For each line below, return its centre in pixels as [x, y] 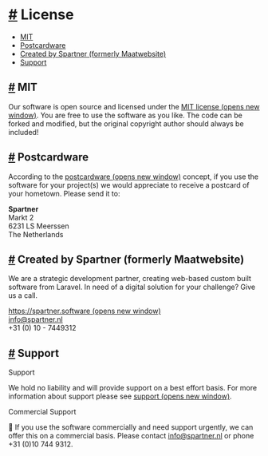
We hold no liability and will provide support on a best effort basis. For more [133, 388]
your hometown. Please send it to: [64, 193]
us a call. [23, 295]
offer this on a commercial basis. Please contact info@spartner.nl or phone [131, 436]
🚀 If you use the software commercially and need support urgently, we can [131, 427]
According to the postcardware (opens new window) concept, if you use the [134, 176]
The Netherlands [36, 234]
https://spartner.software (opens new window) [85, 311]
